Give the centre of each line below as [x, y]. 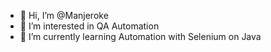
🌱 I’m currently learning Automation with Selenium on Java [140, 36]
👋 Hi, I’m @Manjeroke [64, 15]
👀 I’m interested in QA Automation [89, 26]
